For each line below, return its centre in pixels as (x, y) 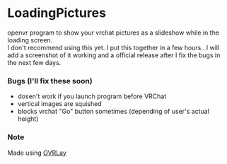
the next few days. (34, 62)
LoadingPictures (57, 13)
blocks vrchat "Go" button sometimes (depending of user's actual (113, 112)
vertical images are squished (59, 104)
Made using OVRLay (37, 153)
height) (28, 119)
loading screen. (30, 40)
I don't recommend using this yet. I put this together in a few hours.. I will (113, 47)
